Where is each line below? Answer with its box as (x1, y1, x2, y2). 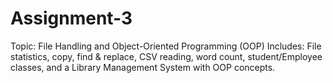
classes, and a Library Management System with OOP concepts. (10, 61, 276, 73)
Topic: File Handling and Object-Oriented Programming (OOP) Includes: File (10, 40, 322, 52)
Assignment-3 (10, 7, 133, 30)
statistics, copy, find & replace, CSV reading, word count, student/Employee (10, 50, 323, 62)
